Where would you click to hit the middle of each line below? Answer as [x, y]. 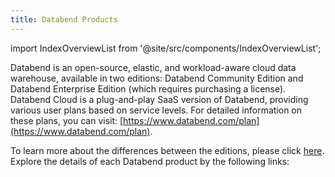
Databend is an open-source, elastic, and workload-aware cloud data [153, 67]
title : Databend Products [64, 19]
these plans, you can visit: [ [67, 120]
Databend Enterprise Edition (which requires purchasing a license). [148, 88]
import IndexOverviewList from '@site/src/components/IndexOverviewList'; [166, 48]
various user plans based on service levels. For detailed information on [156, 110]
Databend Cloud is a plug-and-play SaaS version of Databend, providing [159, 99]
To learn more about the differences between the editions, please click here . [167, 150]
